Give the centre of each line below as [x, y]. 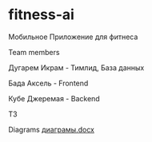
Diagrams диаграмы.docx [51, 129]
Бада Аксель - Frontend [48, 83]
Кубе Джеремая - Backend [54, 98]
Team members [34, 52]
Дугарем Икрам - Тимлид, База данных [76, 67]
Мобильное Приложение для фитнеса [73, 37]
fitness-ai [41, 15]
